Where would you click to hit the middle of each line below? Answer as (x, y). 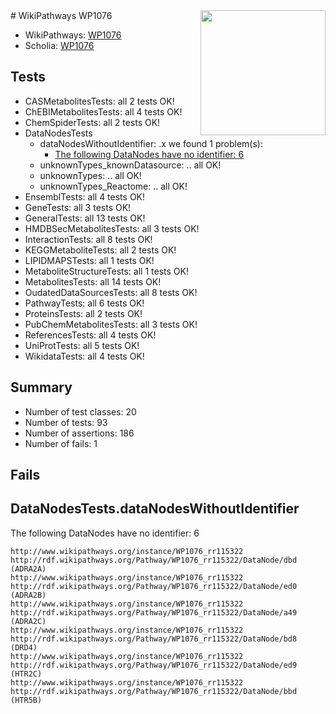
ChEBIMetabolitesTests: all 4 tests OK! (103, 111)
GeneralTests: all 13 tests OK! (85, 218)
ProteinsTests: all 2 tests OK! (83, 313)
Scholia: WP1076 (59, 45)
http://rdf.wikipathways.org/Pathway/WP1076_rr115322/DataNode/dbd (154, 560)
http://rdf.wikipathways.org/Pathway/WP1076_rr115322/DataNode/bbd (154, 691)
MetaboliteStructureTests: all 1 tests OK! (106, 271)
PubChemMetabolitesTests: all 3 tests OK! (111, 324)
